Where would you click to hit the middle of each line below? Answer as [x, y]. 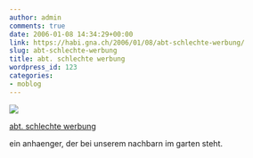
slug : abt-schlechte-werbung [63, 51]
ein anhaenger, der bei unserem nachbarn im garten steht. [116, 143]
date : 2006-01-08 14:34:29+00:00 [71, 34]
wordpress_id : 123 [43, 68]
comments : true [37, 26]
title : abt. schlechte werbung [67, 59]
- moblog [25, 84]
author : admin [36, 17]
